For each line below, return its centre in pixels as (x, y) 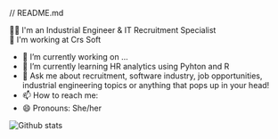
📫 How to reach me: (60, 95)
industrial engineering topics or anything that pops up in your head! (146, 85)
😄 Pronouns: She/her (62, 108)
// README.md (37, 13)
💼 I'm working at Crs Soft (55, 40)
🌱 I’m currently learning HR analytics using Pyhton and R (126, 66)
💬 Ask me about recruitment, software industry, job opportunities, (142, 76)
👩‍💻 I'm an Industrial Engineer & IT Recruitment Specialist (113, 30)
